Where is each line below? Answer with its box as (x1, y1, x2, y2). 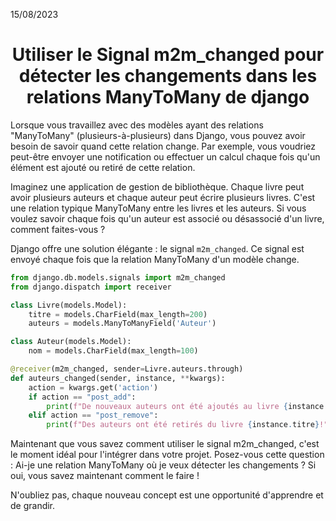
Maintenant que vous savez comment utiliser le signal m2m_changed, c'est (10, 438, 320, 450)
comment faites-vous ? (10, 223, 106, 235)
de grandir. (10, 500, 56, 512)
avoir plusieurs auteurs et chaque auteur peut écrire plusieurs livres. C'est (10, 191, 316, 203)
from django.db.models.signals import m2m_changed (10, 272, 226, 283)
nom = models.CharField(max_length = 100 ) (28, 346, 199, 356)
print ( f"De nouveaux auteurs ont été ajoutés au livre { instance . (46, 401, 329, 411)
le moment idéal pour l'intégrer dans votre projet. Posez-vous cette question (10, 449, 325, 461)
